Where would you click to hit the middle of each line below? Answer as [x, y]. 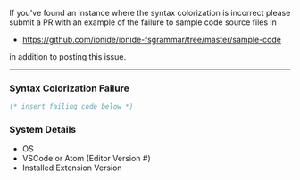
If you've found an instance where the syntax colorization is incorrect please [150, 13]
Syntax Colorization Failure [69, 88]
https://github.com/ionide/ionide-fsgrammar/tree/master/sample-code [151, 40]
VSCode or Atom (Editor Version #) [87, 159]
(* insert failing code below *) [71, 107]
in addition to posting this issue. [68, 57]
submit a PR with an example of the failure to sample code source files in [143, 22]
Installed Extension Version [72, 168]
